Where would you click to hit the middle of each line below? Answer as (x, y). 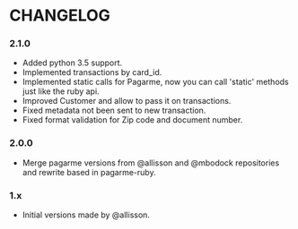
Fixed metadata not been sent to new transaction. (114, 110)
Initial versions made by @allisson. (86, 215)
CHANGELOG (60, 16)
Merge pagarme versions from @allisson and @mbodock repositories (151, 163)
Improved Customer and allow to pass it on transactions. (127, 101)
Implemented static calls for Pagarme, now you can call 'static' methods (155, 82)
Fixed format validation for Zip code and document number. (132, 120)
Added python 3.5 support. (72, 63)
